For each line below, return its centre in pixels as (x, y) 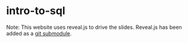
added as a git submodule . (39, 33)
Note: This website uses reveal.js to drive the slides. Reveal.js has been (94, 27)
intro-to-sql (36, 11)
